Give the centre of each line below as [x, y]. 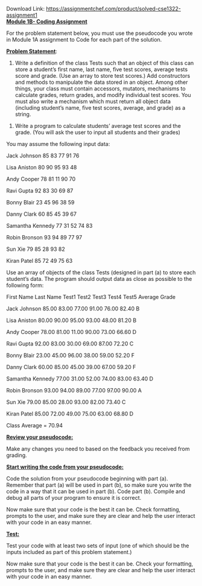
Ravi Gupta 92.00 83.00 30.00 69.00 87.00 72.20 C [70, 344]
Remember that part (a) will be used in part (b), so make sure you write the [99, 485]
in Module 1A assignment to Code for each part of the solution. [84, 39]
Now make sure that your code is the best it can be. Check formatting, [93, 509]
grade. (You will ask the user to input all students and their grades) [98, 132]
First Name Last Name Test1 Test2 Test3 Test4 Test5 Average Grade [91, 297]
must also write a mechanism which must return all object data [93, 101]
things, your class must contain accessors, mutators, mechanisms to [100, 89]
